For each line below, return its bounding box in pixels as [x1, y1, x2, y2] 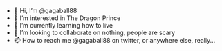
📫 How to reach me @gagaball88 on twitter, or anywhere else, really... [13, 37, 216, 44]
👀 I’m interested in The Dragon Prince [13, 14, 121, 22]
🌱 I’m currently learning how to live [13, 21, 113, 29]
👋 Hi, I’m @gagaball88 [13, 7, 77, 14]
